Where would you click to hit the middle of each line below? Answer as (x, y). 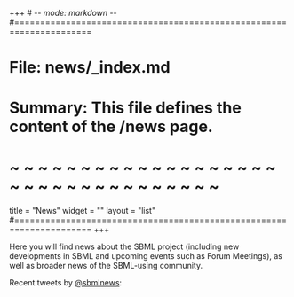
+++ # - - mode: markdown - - (63, 13)
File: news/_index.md (90, 68)
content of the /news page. (111, 127)
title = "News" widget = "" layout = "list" (83, 211)
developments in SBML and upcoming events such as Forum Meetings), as (146, 256)
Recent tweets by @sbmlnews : (66, 283)
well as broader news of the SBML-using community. (106, 266)
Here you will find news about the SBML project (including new (124, 246)
